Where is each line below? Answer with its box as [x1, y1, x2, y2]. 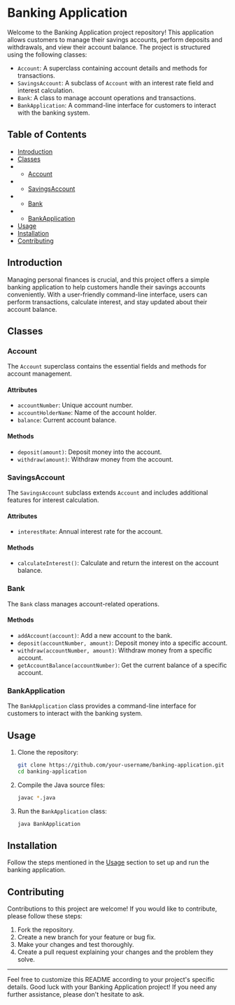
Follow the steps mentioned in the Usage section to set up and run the [7, 858, 210, 867]
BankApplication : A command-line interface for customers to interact [17, 101, 217, 109]
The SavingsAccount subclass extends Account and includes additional [7, 488, 208, 497]
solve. [17, 955, 35, 964]
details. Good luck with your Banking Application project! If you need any [7, 983, 217, 991]
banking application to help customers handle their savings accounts [7, 283, 206, 291]
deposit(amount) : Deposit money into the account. [17, 448, 162, 456]
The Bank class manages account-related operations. [7, 599, 159, 608]
